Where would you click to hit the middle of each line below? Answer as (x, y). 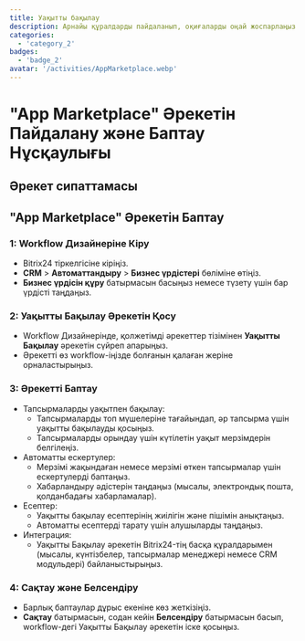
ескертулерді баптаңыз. (83, 477)
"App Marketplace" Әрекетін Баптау (117, 217)
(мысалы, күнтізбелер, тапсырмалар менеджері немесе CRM (157, 554)
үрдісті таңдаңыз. (57, 292)
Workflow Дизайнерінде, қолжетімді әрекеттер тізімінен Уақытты (151, 336)
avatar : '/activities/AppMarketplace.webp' (94, 69)
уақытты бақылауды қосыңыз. (95, 428)
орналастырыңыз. (58, 365)
